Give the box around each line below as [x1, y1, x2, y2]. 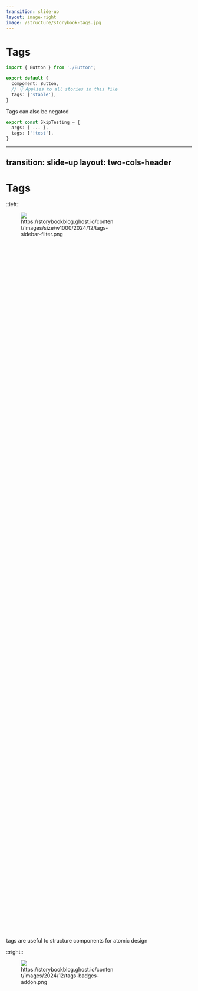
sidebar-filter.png [21, 231, 63, 238]
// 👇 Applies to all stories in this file [11, 86, 118, 92]
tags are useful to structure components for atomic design [6, 937, 148, 944]
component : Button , [11, 81, 60, 87]
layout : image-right [6, 14, 57, 20]
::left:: [6, 201, 20, 208]
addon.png [21, 979, 48, 986]
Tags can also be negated [6, 107, 69, 115]
